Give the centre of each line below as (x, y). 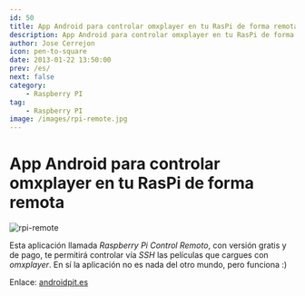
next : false (32, 77)
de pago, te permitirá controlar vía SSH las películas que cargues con (139, 255)
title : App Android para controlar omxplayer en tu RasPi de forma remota (154, 26)
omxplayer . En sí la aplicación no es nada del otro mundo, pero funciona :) (148, 265)
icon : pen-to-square (49, 52)
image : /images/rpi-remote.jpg (69, 119)
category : (28, 85)
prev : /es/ (30, 69)
